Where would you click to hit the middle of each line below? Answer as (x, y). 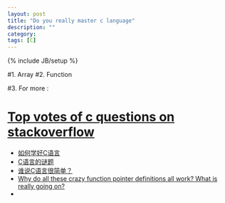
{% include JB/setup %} (43, 61)
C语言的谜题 (36, 162)
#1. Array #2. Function (40, 75)
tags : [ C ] (22, 41)
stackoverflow (51, 132)
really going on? (41, 187)
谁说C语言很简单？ (45, 171)
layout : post (27, 14)
